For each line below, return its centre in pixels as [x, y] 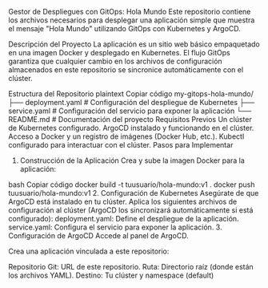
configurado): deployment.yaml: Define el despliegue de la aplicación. [124, 219]
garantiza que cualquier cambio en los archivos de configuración [115, 61]
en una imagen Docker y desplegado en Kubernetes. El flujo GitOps [119, 53]
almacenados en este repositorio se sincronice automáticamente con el [126, 70]
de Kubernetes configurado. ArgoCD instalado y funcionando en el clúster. [131, 128]
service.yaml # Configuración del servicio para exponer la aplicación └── [130, 111]
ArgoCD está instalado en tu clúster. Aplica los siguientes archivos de [123, 201]
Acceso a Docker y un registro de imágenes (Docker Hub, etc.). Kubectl [126, 136]
